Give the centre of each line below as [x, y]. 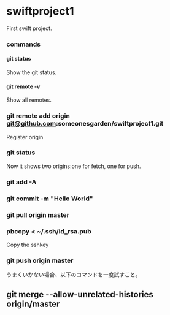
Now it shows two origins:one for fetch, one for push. [74, 166]
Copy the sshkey [28, 245]
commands [24, 44]
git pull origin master [38, 214]
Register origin [25, 137]
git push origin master [40, 260]
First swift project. [29, 28]
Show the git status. [32, 72]
